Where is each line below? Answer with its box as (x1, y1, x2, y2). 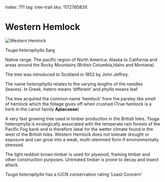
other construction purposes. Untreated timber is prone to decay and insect (5, 156, 159, 162)
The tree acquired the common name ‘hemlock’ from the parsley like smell (5, 95, 156, 101)
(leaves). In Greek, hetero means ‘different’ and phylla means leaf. (5, 86, 139, 92)
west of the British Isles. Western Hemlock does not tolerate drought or (5, 131, 149, 137)
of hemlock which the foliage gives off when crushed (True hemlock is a (5, 101, 152, 107)
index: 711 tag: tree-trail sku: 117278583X (5, 4, 88, 10)
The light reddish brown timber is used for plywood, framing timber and (5, 151, 150, 157)
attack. (5, 162, 19, 168)
